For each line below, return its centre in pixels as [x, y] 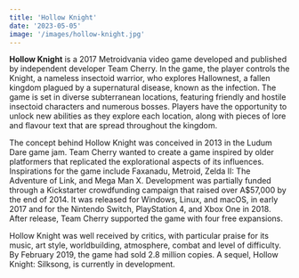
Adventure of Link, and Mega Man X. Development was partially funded [140, 181]
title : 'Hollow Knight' [53, 17]
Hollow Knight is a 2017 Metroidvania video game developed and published [148, 60]
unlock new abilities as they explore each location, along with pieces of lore [148, 116]
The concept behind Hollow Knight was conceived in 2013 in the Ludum [141, 143]
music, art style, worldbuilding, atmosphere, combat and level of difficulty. [145, 245]
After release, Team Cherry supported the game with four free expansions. [146, 218]
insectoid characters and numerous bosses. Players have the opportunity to [148, 107]
